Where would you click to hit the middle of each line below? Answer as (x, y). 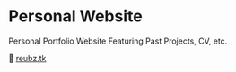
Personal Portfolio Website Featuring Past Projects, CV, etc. (118, 41)
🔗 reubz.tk (27, 58)
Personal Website (75, 16)
